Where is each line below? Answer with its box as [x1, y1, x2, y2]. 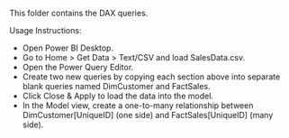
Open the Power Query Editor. [22, 62, 134, 72]
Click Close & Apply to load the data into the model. [22, 90, 214, 101]
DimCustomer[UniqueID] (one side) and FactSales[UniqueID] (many [22, 110, 274, 120]
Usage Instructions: [9, 25, 82, 35]
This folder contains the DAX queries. [9, 8, 149, 18]
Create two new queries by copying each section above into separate [22, 71, 281, 82]
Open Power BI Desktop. [22, 42, 114, 53]
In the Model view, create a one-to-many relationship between [22, 100, 254, 111]
